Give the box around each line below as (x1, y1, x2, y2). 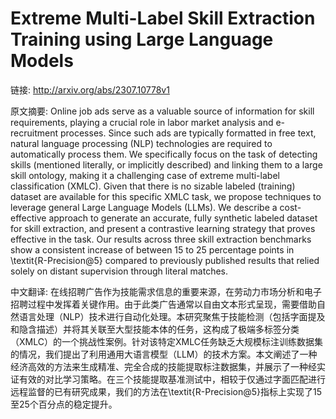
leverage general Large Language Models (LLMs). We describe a (10, 201, 278, 213)
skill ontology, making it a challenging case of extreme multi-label (10, 169, 280, 181)
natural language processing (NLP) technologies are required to (10, 137, 273, 149)
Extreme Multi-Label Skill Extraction (10, 7, 316, 30)
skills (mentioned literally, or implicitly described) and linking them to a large (10, 158, 323, 171)
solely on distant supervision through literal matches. (10, 265, 229, 277)
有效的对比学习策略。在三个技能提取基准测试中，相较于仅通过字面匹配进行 (18, 373, 326, 385)
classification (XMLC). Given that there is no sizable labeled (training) (10, 180, 296, 192)
